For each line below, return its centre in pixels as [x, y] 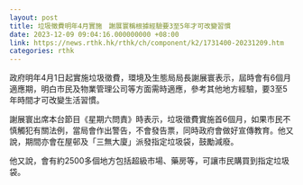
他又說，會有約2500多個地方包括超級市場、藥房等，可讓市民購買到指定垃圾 [150, 161]
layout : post [34, 18]
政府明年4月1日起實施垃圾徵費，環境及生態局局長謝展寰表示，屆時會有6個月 [150, 78]
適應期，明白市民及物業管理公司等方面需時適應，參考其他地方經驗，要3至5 [148, 89]
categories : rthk [42, 51]
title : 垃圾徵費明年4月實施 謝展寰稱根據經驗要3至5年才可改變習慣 [120, 26]
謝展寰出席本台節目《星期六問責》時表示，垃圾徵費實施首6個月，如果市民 [146, 119]
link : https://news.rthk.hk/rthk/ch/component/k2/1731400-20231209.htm [147, 43]
